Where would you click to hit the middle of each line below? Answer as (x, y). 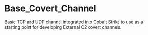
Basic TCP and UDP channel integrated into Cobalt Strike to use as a (74, 22)
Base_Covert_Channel (50, 9)
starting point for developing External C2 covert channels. (63, 27)
